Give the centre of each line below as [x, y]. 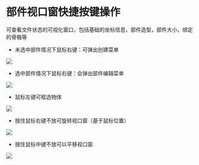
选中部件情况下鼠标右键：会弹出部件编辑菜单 [69, 73]
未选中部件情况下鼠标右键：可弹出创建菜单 [67, 49]
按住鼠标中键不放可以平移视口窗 [54, 144]
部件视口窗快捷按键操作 [63, 12]
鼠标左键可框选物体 [38, 97]
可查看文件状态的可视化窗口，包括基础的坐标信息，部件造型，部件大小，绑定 [99, 30]
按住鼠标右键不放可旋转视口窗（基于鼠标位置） [72, 120]
